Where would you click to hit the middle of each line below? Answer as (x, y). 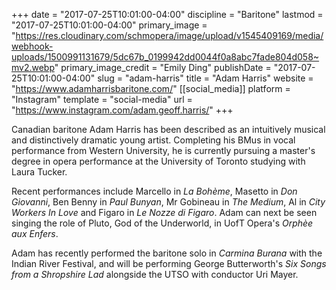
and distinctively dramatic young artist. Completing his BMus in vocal (153, 140)
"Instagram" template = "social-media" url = (102, 99)
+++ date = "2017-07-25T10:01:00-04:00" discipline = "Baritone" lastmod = (167, 14)
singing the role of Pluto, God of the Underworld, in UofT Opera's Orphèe (162, 223)
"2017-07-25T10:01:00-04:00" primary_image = (109, 25)
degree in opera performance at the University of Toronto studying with (158, 161)
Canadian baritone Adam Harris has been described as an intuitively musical (168, 129)
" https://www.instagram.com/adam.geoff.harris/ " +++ (122, 110)
